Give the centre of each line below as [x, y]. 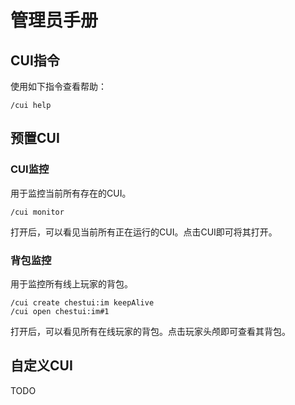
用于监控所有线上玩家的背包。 [71, 283]
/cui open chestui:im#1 [60, 311]
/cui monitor [37, 212]
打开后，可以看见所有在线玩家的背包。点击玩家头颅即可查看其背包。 [150, 331]
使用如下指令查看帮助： [58, 86]
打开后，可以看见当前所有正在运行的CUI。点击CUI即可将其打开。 [144, 232]
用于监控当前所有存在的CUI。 [71, 193]
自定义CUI [41, 366]
